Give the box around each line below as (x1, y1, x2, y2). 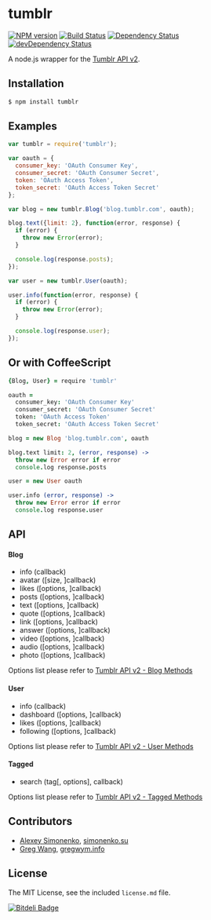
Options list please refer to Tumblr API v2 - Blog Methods (8, 666, 193, 675)
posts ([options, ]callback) (19, 592, 105, 601)
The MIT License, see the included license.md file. (8, 888, 171, 897)
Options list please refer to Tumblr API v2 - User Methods (8, 741, 194, 750)
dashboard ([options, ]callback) (19, 710, 122, 719)
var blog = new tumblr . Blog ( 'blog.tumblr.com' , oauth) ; (8, 205, 195, 213)
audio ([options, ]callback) (19, 642, 105, 652)
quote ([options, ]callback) (19, 609, 106, 619)
